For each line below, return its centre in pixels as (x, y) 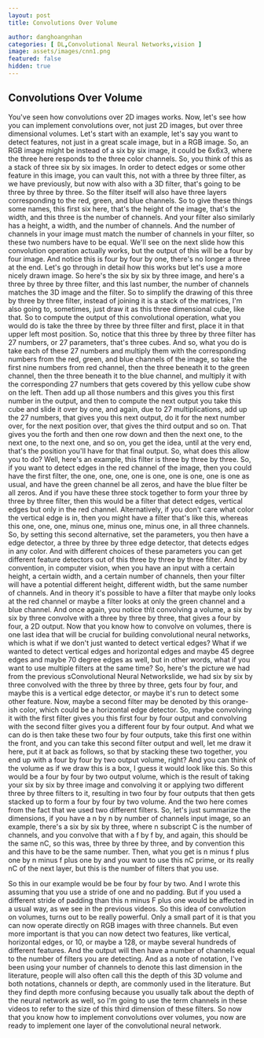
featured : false (35, 59)
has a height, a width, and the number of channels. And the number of (122, 226)
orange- (236, 701)
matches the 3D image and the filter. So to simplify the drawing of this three (131, 292)
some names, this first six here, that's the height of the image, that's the (125, 208)
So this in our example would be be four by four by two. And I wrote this (125, 883)
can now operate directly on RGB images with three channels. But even (123, 925)
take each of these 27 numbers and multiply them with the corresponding (127, 350)
